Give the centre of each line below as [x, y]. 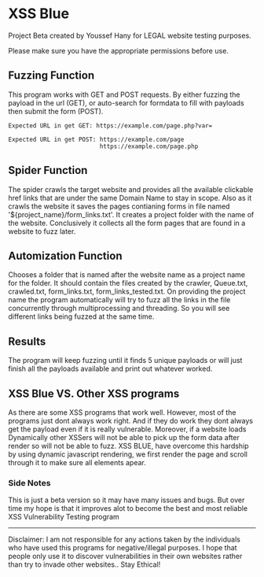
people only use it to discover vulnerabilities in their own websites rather [125, 557]
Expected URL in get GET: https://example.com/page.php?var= [110, 126]
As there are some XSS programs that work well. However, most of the [122, 412]
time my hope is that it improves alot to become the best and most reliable [128, 509]
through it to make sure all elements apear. [77, 462]
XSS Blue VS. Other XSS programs [94, 393]
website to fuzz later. [42, 231]
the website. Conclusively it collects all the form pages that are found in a [127, 223]
